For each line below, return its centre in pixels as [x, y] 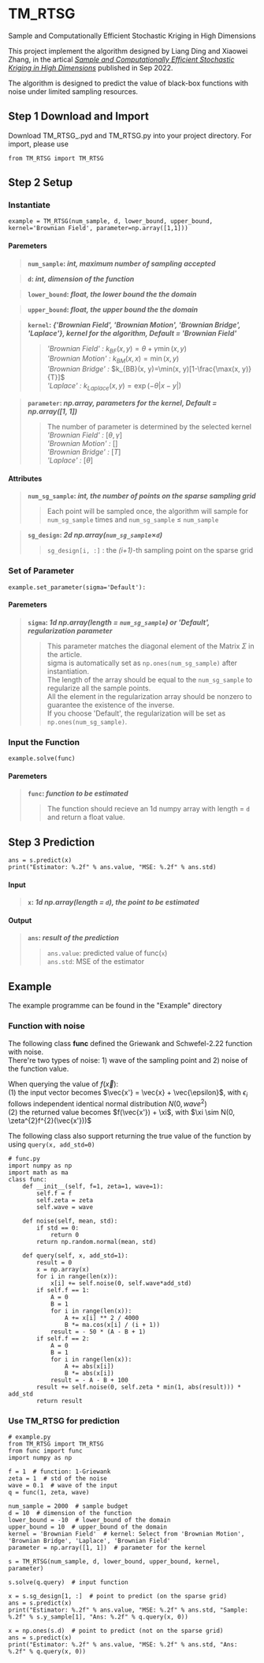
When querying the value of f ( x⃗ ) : [63, 1083]
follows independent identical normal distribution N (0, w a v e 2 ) [108, 1103]
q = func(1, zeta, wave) [49, 1493]
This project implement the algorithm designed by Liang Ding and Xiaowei [128, 51]
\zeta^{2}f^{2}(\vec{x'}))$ [50, 1121]
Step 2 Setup [41, 183]
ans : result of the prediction [73, 938]
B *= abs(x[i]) [89, 1374]
